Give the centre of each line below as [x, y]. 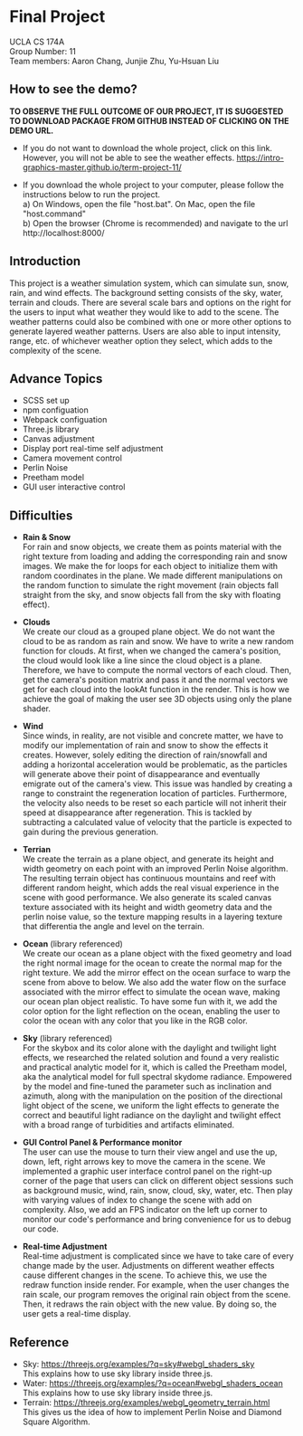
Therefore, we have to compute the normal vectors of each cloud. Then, [157, 670]
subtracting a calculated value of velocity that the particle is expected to [157, 823]
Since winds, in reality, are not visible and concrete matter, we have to [153, 736]
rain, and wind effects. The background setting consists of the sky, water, [146, 292]
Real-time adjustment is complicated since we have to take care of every [158, 1256]
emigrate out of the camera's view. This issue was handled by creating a [157, 784]
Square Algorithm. [56, 1422]
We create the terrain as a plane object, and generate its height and [148, 859]
